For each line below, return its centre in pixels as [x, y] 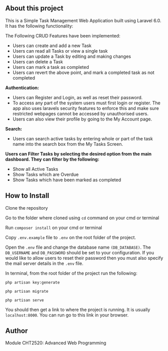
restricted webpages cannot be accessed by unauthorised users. [80, 113]
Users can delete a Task [38, 62]
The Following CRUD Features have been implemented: [63, 35]
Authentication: [22, 88]
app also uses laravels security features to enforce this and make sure [86, 108]
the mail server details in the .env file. [44, 263]
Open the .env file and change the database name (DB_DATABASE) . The [78, 247]
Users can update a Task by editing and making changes [72, 56]
